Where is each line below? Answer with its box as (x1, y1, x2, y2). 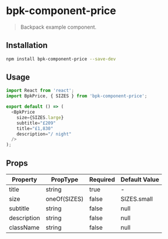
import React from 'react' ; (6, 88, 75, 94)
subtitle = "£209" (16, 120, 57, 126)
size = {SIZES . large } (16, 114, 64, 121)
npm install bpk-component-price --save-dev (6, 56, 116, 62)
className (9, 224, 40, 231)
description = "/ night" (16, 131, 72, 137)
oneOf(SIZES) (45, 195, 84, 203)
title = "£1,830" (16, 125, 54, 131)
